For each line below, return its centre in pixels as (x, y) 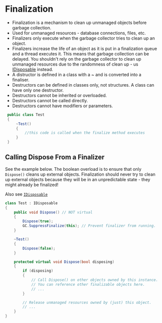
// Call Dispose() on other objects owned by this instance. (95, 280)
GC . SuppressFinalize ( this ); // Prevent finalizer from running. (89, 226)
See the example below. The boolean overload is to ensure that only (73, 169)
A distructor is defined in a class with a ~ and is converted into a (77, 74)
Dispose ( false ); (39, 248)
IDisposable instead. (32, 69)
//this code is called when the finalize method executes (85, 133)
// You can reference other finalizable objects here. (88, 284)
